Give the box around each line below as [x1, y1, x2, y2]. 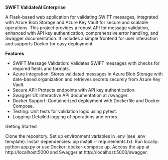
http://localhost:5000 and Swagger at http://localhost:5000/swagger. [5, 149, 148, 155]
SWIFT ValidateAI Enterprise [5, 5, 66, 10]
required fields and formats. [12, 65, 70, 71]
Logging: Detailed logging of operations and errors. [12, 114, 119, 120]
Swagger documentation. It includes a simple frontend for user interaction [5, 35, 158, 41]
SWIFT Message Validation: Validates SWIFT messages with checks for [12, 60, 160, 66]
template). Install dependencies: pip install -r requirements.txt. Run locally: [5, 138, 159, 144]
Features [5, 50, 24, 56]
